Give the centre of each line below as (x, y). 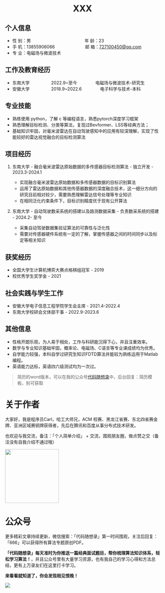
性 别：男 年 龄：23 (58, 41)
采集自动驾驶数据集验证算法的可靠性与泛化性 (65, 228)
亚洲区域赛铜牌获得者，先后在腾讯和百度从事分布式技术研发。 (76, 425)
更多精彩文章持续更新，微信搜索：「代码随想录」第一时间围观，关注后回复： (82, 536)
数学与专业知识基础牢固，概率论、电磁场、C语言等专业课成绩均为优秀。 (85, 348)
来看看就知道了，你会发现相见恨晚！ (42, 575)
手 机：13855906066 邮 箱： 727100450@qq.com (77, 47)
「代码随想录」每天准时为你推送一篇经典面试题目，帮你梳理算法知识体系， (80, 553)
